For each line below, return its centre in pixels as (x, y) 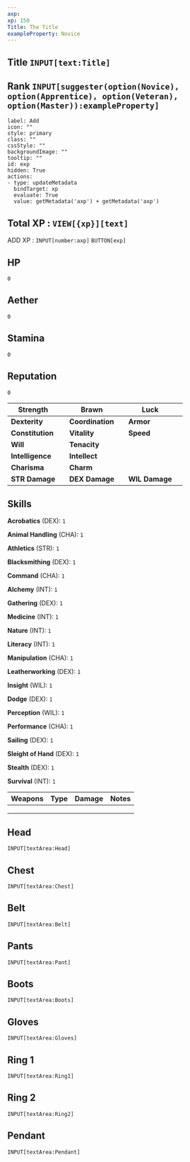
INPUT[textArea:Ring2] (41, 1114)
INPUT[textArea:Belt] (39, 924)
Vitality (82, 433)
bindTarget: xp (36, 189)
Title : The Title (33, 27)
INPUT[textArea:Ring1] (41, 1076)
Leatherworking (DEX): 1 (44, 672)
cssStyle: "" (26, 146)
